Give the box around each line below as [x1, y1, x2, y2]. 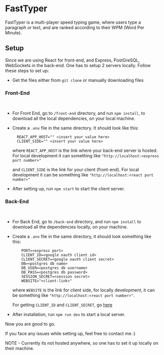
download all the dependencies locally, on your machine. [12, 224, 128, 230]
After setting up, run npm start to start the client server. [12, 186, 125, 192]
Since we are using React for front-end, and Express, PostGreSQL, [5, 57, 140, 63]
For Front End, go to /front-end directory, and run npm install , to [12, 110, 145, 116]
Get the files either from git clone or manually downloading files [12, 77, 144, 83]
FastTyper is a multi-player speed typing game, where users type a [5, 19, 141, 25]
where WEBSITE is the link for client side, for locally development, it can [12, 287, 155, 293]
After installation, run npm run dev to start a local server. [12, 312, 126, 318]
